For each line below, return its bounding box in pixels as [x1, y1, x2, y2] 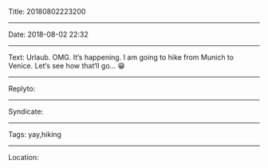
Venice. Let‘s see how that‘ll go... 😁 [8, 61, 125, 70]
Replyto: [8, 84, 36, 93]
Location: [8, 153, 39, 162]
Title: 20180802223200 [8, 7, 86, 16]
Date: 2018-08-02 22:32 [8, 29, 89, 39]
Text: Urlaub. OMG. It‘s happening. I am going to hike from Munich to [8, 53, 234, 62]
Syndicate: [8, 107, 44, 116]
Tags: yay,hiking [8, 130, 62, 139]
